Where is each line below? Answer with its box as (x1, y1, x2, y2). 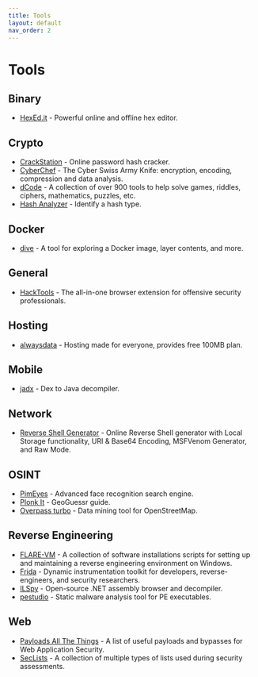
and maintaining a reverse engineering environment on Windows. (19, 558, 233, 567)
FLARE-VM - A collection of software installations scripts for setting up (19, 549, 251, 560)
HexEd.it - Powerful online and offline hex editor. (19, 113, 178, 123)
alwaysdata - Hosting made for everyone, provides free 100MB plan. (19, 340, 243, 349)
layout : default (8, 19, 62, 27)
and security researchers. (56, 575, 141, 584)
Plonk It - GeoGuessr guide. (19, 498, 111, 507)
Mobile (8, 363, 44, 377)
